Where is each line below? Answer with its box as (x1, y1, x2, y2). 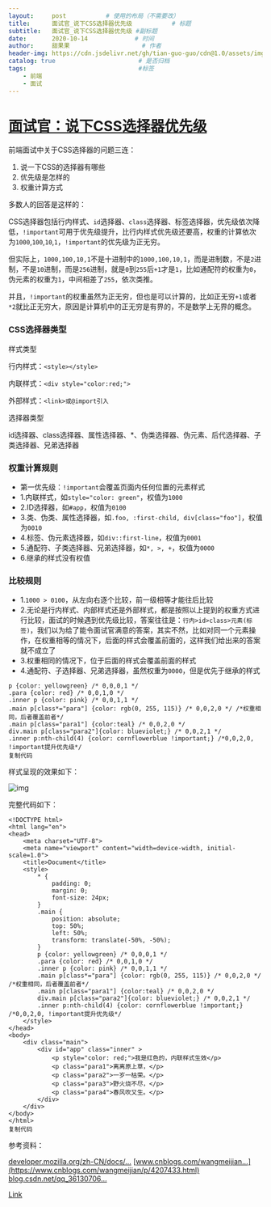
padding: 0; (51, 879, 92, 888)
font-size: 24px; (51, 894, 110, 902)
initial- (206, 845, 236, 853)
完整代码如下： (8, 800, 58, 810)
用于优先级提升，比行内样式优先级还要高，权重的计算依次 (65, 227, 256, 237)
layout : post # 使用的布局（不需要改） (8, 11, 180, 20)
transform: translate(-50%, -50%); (51, 936, 172, 945)
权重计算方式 (19, 183, 63, 193)
